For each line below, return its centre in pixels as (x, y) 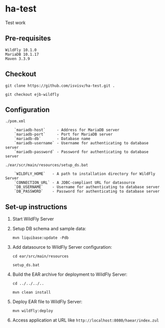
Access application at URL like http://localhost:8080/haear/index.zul (85, 320)
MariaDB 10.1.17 (22, 54)
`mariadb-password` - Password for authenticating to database (81, 152)
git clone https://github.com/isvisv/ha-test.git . (60, 86)
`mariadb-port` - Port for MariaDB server (63, 134)
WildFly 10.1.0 (21, 50)
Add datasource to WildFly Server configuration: (62, 247)
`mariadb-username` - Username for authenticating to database (81, 143)
